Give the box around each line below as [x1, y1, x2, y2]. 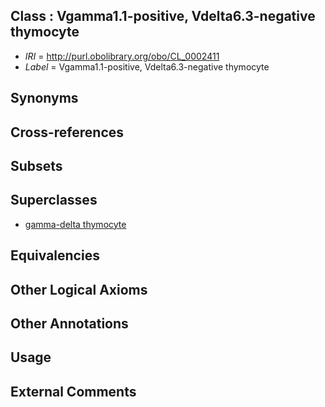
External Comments [10, 383, 137, 400]
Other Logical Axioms [10, 281, 148, 298]
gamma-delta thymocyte [24, 218, 127, 230]
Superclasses [10, 192, 98, 209]
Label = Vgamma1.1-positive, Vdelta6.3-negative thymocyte [24, 60, 270, 73]
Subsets [10, 157, 63, 174]
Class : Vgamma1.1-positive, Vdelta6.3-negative [10, 8, 316, 25]
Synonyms [10, 90, 79, 107]
